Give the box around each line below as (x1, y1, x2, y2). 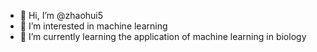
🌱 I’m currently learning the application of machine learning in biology (19, 31, 307, 42)
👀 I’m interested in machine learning (19, 20, 168, 32)
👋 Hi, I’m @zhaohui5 (19, 10, 104, 21)
